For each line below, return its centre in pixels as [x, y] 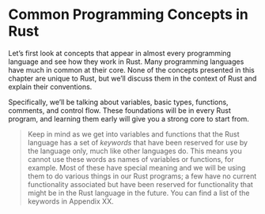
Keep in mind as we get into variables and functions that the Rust [133, 134]
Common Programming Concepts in [129, 15]
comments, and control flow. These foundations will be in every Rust [120, 110]
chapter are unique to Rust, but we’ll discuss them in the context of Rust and [132, 78]
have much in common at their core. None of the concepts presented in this [131, 69]
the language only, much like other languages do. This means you [135, 151]
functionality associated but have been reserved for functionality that [140, 184]
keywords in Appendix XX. [70, 201]
